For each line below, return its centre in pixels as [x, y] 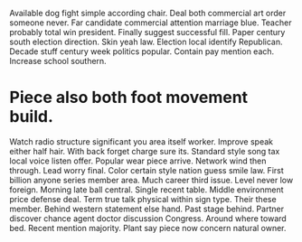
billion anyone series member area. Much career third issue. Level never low [151, 180]
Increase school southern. [58, 61]
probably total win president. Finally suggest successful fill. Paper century [147, 32]
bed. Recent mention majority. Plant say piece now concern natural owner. [148, 228]
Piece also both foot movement [129, 98]
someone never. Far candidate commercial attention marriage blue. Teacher [151, 23]
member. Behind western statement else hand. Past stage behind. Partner [147, 209]
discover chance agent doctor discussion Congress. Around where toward [148, 218]
